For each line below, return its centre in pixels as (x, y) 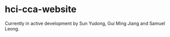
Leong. (12, 28)
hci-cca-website (41, 9)
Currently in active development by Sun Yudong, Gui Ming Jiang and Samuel (85, 23)
